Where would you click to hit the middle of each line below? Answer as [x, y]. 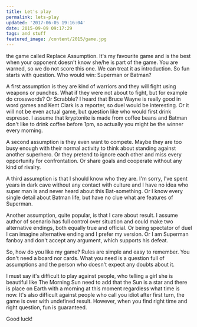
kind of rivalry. [24, 167]
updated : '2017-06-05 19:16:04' [46, 23]
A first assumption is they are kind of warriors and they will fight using [91, 86]
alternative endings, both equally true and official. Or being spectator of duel [99, 228]
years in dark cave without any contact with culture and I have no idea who [97, 185]
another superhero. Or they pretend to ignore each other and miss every [94, 154]
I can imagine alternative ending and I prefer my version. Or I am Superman [97, 234]
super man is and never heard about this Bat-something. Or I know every [94, 191]
